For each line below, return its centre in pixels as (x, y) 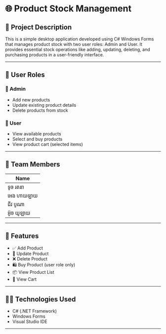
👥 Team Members (33, 164)
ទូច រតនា (16, 187)
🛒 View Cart (24, 279)
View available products (37, 133)
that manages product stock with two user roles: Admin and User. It (74, 44)
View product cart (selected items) (47, 144)
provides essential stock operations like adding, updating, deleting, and (78, 49)
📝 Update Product (30, 253)
